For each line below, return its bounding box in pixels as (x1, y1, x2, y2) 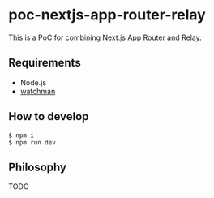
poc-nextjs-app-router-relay (8, 6, 207, 24)
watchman (19, 86, 56, 96)
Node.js (19, 77, 47, 87)
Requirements (8, 56, 81, 70)
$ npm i (8, 131, 35, 140)
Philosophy (8, 160, 67, 174)
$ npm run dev (8, 138, 57, 147)
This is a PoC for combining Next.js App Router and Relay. (8, 32, 203, 42)
